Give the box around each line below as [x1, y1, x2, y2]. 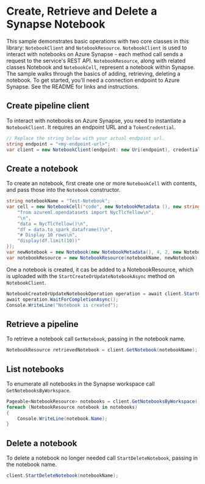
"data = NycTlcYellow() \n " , [17, 221, 88, 227]
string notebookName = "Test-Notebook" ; [6, 198, 111, 204]
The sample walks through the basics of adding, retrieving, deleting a [6, 70, 181, 77]
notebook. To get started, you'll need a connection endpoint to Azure [6, 76, 180, 84]
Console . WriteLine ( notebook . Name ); [17, 416, 108, 422]
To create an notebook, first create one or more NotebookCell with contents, [6, 180, 197, 187]
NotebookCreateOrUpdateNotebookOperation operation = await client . [6, 290, 184, 297]
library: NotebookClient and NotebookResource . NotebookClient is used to [6, 44, 187, 51]
